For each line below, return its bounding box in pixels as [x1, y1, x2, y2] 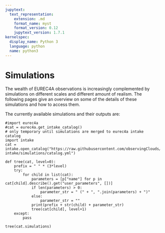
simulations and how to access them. [5, 101, 80, 107]
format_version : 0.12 [14, 26, 58, 31]
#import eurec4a [5, 121, 38, 126]
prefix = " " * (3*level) [14, 164, 67, 169]
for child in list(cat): [23, 172, 74, 177]
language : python [9, 44, 45, 49]
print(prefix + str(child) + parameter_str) [31, 202, 124, 207]
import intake [5, 138, 34, 143]
